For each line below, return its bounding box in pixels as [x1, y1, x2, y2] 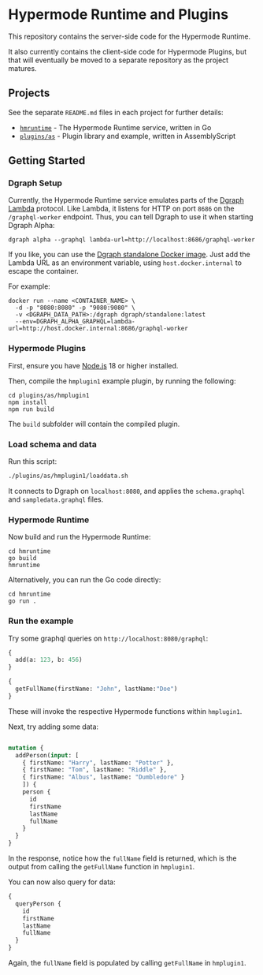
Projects [8, 87, 50, 100]
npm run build [8, 405, 55, 413]
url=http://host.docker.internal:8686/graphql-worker [8, 325, 189, 333]
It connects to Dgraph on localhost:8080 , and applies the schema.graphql [8, 486, 246, 495]
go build [8, 555, 37, 562]
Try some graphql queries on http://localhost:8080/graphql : [8, 633, 209, 643]
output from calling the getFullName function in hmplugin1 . [8, 862, 195, 871]
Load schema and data [8, 439, 97, 450]
